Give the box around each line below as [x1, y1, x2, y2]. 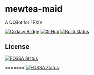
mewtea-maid [5, 3, 63, 14]
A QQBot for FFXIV [5, 19, 43, 25]
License [5, 42, 30, 51]
